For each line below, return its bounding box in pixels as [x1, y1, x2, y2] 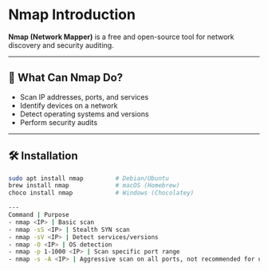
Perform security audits [19, 117, 98, 127]
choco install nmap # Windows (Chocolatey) [8, 189, 195, 197]
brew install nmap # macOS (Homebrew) [8, 182, 180, 190]
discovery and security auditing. [8, 40, 114, 49]
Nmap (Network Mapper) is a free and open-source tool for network [8, 32, 235, 41]
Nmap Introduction [8, 6, 136, 24]
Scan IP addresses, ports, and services [19, 92, 149, 101]
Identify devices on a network [19, 100, 118, 110]
